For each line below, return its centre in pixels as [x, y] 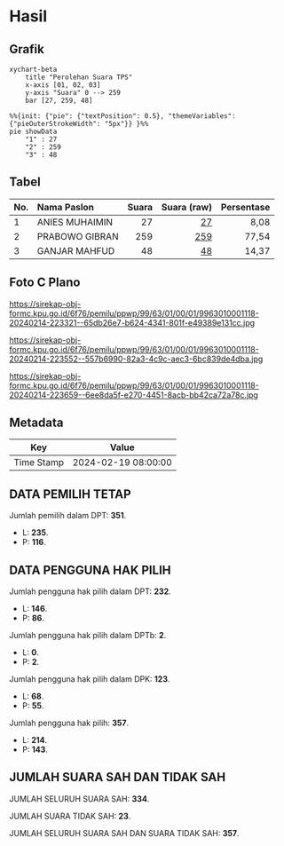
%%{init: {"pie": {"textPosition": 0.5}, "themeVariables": [123, 116]
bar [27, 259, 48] [59, 100]
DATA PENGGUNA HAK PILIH [90, 570]
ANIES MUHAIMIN [75, 222]
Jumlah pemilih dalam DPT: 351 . [68, 516]
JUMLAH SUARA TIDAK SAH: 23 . [70, 816]
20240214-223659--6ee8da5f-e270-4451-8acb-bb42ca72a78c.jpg [134, 395]
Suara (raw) [187, 207]
